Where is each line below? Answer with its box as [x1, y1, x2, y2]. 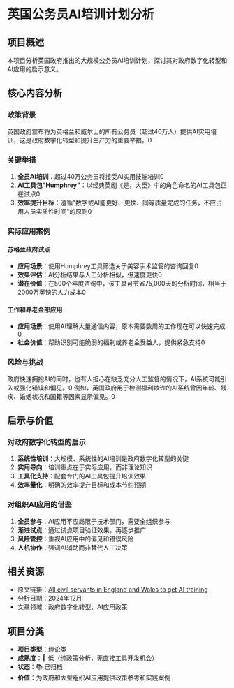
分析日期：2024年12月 [17, 594, 82, 603]
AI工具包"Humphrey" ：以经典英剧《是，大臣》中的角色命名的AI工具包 [17, 181, 221, 189]
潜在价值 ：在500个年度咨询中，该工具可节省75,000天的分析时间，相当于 [17, 279, 227, 288]
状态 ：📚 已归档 [17, 663, 63, 671]
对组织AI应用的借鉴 [7, 500, 72, 510]
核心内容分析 [7, 87, 63, 99]
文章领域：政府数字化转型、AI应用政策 [17, 603, 128, 611]
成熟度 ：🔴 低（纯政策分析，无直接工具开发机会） [17, 654, 159, 662]
